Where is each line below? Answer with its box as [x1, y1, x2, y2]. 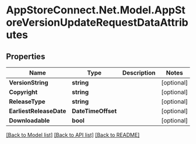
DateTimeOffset [72, 107, 117, 115]
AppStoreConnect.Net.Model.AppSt [6, 3, 185, 17]
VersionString [9, 79, 48, 86]
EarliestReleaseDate [9, 107, 66, 115]
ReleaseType [9, 97, 45, 106]
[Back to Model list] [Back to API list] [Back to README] [6, 132, 140, 138]
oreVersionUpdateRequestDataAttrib [6, 16, 188, 29]
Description [122, 69, 156, 76]
